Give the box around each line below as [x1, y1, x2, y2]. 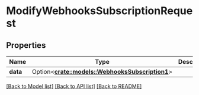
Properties [6, 40, 46, 50]
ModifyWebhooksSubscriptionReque [6, 4, 193, 18]
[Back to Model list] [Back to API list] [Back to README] [6, 83, 142, 90]
